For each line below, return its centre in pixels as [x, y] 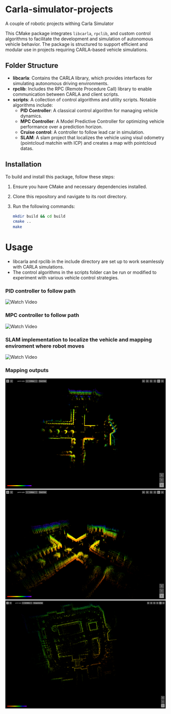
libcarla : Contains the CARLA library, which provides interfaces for [82, 78]
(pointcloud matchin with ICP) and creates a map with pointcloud [88, 143]
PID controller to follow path [40, 291]
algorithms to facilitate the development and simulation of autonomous [79, 39]
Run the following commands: [44, 206]
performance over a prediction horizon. [61, 126]
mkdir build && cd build [39, 216]
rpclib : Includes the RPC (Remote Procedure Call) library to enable [82, 89]
